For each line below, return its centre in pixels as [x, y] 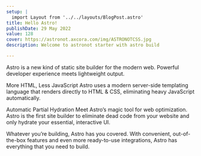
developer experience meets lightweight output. [65, 74]
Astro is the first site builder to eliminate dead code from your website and [98, 116]
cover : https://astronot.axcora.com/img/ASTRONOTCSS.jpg [79, 39]
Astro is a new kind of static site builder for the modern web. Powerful [93, 67]
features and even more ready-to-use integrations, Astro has [102, 140]
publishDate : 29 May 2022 [38, 28]
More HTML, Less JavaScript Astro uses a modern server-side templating [97, 85]
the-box [16, 140]
